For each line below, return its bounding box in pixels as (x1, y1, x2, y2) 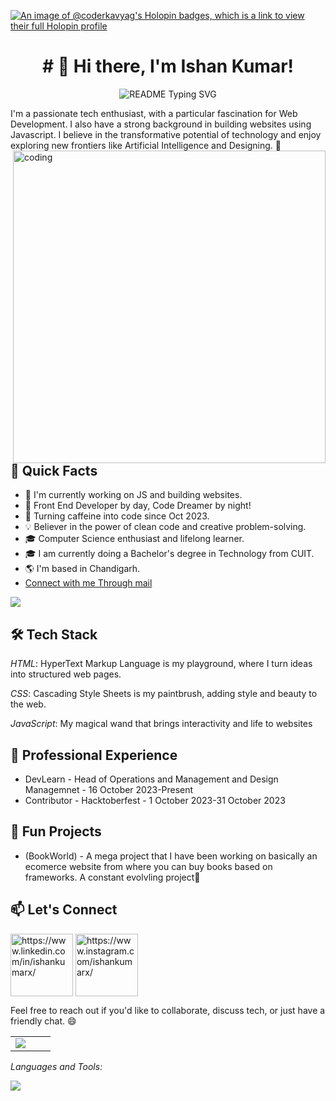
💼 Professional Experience (10, 746, 178, 764)
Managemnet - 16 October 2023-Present (24, 783, 194, 795)
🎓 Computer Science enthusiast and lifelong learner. (24, 533, 245, 545)
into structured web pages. (10, 668, 122, 680)
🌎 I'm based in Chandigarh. (24, 563, 141, 575)
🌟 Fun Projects (10, 823, 102, 840)
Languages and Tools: (10, 1060, 103, 1072)
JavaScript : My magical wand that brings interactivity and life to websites (10, 718, 313, 730)
